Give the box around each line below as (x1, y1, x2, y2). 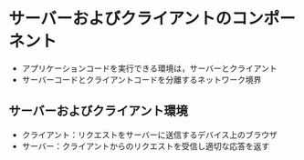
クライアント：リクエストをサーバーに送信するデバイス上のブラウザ (21, 129, 278, 140)
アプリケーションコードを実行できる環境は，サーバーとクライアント (21, 63, 278, 74)
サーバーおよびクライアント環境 (8, 104, 188, 119)
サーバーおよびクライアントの (8, 8, 232, 29)
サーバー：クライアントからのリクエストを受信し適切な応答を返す (21, 140, 270, 151)
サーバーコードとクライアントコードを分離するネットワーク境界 (21, 74, 262, 85)
